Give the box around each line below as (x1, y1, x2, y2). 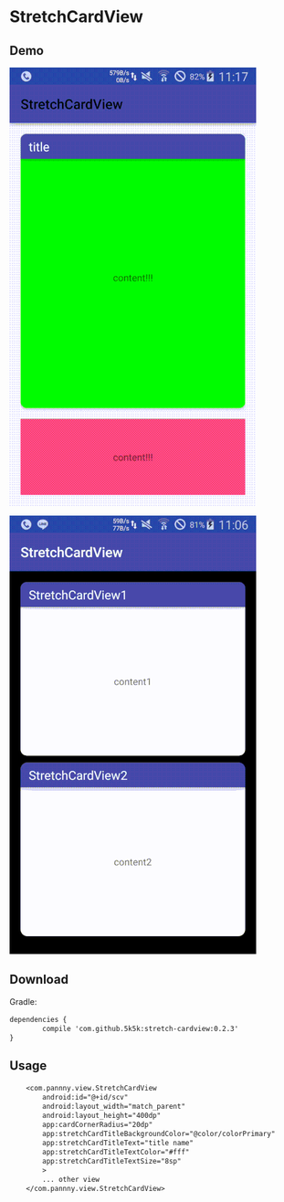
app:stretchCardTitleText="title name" (42, 1138, 195, 1147)
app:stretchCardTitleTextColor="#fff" (42, 1147, 190, 1156)
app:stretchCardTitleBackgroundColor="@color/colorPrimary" (42, 1129, 276, 1138)
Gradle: (9, 996, 37, 1007)
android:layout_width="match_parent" (42, 1102, 185, 1111)
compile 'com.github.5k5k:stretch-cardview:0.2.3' (42, 1024, 239, 1033)
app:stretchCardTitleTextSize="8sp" (42, 1156, 182, 1165)
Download (9, 972, 68, 987)
